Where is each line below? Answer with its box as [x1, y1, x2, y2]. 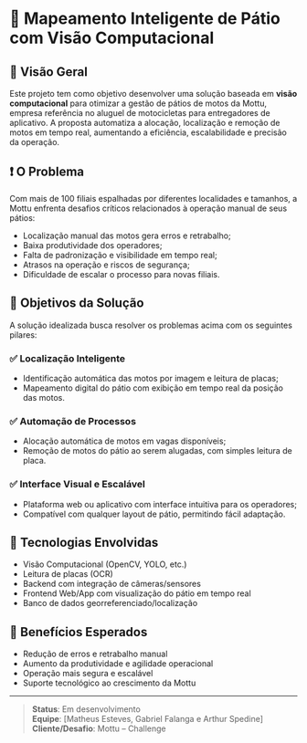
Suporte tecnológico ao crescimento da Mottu [22, 677, 196, 688]
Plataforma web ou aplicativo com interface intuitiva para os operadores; [22, 498, 297, 509]
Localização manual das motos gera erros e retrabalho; [22, 230, 231, 241]
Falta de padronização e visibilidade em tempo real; [22, 249, 217, 260]
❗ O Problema [9, 164, 85, 180]
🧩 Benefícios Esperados [9, 624, 148, 640]
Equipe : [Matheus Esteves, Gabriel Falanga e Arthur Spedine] [31, 714, 263, 725]
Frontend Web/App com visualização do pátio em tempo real [22, 588, 251, 599]
